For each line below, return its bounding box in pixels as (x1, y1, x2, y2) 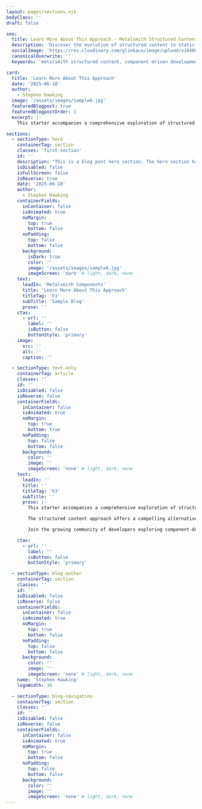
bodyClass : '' (6, 14, 42, 20)
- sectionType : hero (11, 136, 63, 142)
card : (6, 70, 20, 76)
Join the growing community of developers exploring (28, 527, 163, 533)
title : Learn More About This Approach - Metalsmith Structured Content (11, 37, 198, 43)
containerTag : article (17, 371, 74, 377)
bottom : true (28, 427, 61, 433)
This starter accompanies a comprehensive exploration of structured (17, 120, 195, 126)
